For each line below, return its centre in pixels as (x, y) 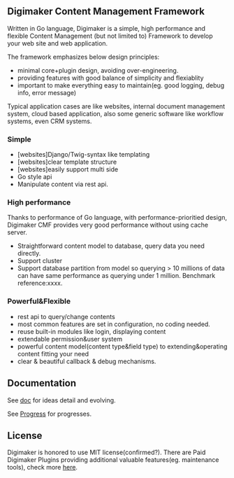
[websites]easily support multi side (68, 169)
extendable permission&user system (70, 339)
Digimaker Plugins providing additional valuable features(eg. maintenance (113, 460)
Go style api (35, 177)
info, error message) (47, 92)
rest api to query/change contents (66, 316)
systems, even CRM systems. (50, 121)
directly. (29, 253)
